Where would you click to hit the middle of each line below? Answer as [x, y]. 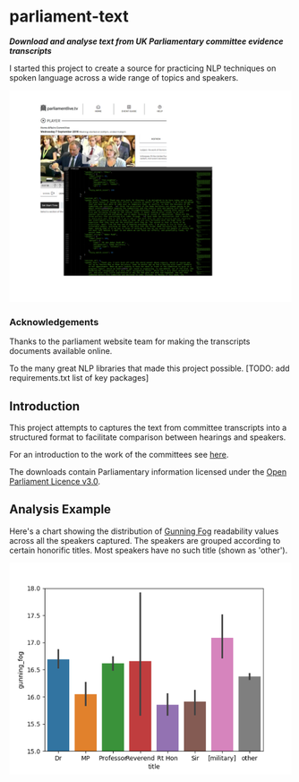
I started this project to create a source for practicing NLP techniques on [143, 68]
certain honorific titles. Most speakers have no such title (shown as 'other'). [149, 550]
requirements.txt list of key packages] [79, 378]
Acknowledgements [54, 322]
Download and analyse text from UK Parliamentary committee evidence [146, 41]
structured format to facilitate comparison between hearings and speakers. [148, 437]
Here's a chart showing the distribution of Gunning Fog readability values [144, 531]
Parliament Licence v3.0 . [55, 482]
